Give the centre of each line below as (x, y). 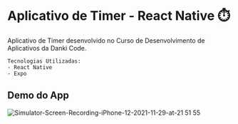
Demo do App (38, 95)
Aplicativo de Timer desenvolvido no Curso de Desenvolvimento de (106, 40)
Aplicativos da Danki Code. (47, 48)
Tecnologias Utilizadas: (44, 61)
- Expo (17, 73)
